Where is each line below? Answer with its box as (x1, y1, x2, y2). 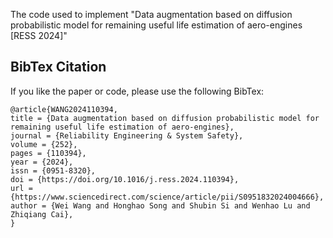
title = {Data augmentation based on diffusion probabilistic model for (10, 113, 320, 123)
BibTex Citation (10, 59, 107, 76)
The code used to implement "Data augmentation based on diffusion (10, 9, 293, 20)
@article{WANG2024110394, (10, 104, 118, 114)
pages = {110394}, (10, 148, 87, 158)
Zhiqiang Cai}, (10, 209, 74, 219)
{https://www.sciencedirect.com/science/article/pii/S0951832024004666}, (10, 192, 325, 202)
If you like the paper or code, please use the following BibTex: (10, 85, 265, 97)
